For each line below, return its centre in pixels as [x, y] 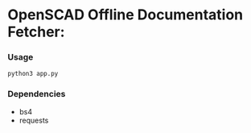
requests [34, 120]
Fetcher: [36, 32]
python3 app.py [33, 74]
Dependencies [37, 94]
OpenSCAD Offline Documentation [125, 15]
